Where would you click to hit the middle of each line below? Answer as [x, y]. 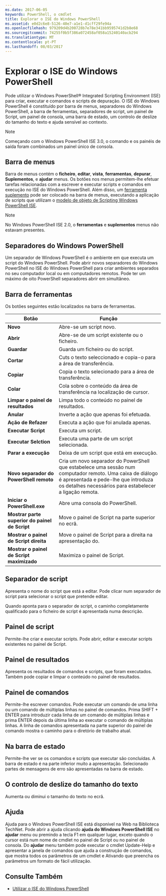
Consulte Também [34, 877]
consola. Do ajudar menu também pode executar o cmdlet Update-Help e [80, 845]
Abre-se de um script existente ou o [101, 335]
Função [108, 318]
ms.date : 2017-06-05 [26, 10]
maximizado [22, 561]
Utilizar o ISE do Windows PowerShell [50, 889]
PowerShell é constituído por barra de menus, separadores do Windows [79, 106]
